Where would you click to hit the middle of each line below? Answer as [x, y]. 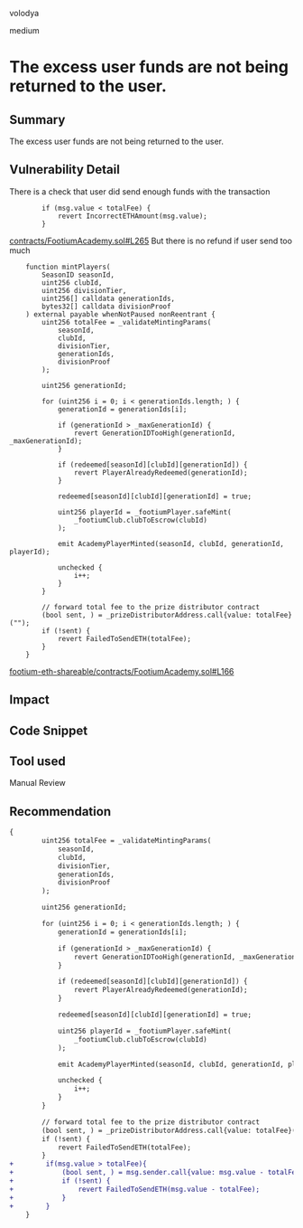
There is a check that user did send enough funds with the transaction [140, 191]
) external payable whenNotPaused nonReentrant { [121, 314]
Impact [29, 700]
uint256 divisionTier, [84, 290]
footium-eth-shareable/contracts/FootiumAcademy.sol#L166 [122, 671]
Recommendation [60, 812]
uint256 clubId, [72, 283]
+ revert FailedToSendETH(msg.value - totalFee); [134, 1189]
